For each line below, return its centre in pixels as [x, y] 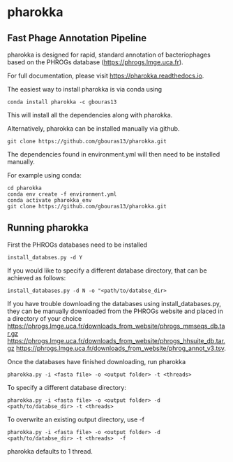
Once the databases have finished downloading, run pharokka [97, 361]
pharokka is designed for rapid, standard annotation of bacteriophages [109, 55]
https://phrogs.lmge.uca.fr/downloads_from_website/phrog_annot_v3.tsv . [121, 348]
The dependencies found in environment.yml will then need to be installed [114, 154]
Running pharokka [48, 228]
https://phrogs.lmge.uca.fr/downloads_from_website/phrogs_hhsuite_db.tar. [116, 340]
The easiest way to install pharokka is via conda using [85, 89]
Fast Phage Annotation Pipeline [77, 38]
